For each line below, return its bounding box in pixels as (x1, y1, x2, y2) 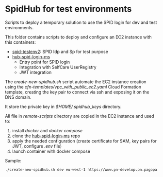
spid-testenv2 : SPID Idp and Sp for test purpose (12, 49, 108, 54)
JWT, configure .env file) (12, 143, 62, 149)
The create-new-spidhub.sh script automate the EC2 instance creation (5, 79, 147, 85)
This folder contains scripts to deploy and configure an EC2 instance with (5, 34, 152, 40)
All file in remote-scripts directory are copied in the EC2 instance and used (5, 113, 154, 119)
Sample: (5, 158, 22, 163)
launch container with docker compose (12, 148, 91, 154)
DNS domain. (5, 94, 32, 100)
